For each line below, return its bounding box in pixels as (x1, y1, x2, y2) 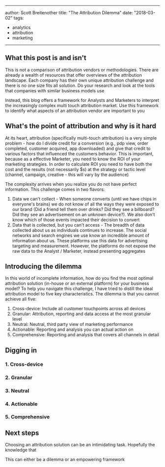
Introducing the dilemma (5, 263, 82, 271)
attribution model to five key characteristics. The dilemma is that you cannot (5, 291, 159, 297)
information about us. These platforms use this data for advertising (12, 237, 148, 243)
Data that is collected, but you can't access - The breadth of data (12, 222, 145, 228)
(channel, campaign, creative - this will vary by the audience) (5, 172, 129, 177)
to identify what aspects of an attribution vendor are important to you (5, 108, 145, 114)
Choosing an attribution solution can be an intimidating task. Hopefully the (5, 442, 155, 448)
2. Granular (5, 374, 33, 381)
